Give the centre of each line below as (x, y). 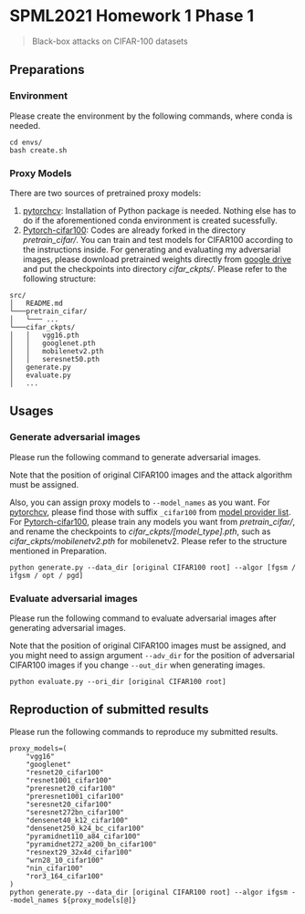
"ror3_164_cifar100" (65, 876)
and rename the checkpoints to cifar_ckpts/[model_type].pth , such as (140, 531)
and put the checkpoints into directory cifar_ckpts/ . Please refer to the (155, 268)
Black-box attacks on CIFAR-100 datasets (110, 41)
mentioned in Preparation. (58, 551)
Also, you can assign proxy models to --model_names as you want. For (140, 502)
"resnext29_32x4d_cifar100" (79, 852)
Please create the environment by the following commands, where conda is (151, 116)
